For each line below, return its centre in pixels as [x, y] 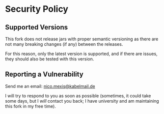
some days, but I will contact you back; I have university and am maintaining [82, 101]
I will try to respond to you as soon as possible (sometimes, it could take [78, 96]
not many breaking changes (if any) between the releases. [64, 44]
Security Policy [37, 9]
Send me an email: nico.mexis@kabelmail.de [50, 86]
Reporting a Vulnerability [44, 74]
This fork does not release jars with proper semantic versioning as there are [82, 39]
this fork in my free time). [31, 106]
